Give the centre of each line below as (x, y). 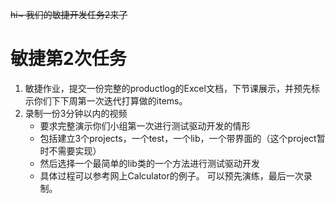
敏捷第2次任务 (68, 59)
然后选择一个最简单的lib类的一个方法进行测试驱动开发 (149, 163)
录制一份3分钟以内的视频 (76, 113)
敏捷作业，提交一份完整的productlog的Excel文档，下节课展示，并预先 (168, 88)
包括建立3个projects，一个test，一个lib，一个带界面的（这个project (178, 138)
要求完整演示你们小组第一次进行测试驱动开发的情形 (145, 125)
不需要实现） (75, 150)
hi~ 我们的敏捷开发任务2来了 (69, 14)
